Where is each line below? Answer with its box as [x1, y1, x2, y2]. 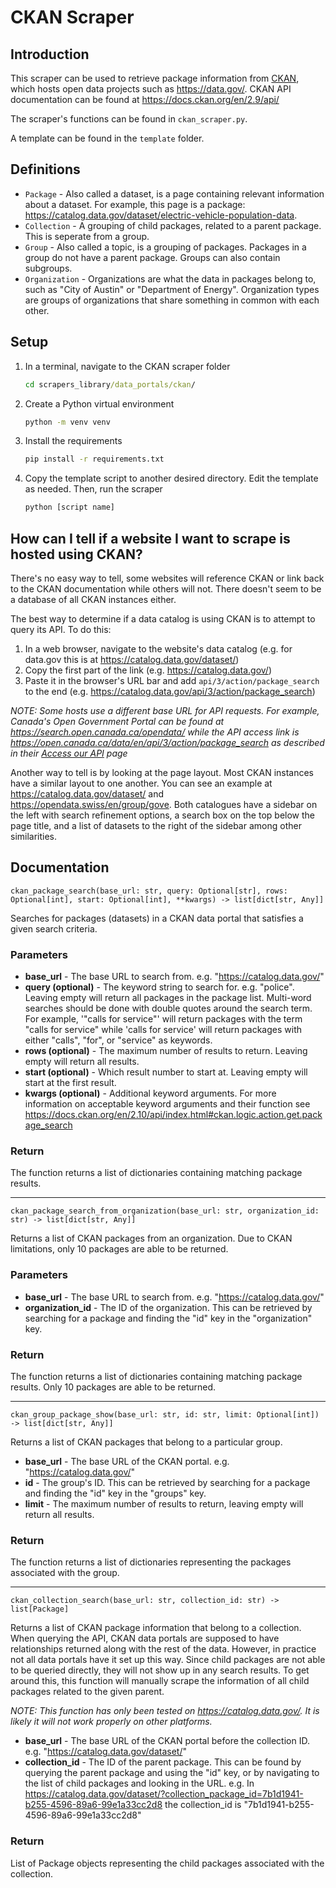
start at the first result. [24, 1077, 117, 1089]
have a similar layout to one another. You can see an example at [10, 777, 273, 789]
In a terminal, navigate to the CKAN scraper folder [24, 360, 231, 372]
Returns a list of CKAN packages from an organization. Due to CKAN [10, 1232, 293, 1245]
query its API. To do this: [10, 623, 112, 635]
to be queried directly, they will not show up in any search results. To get [10, 1664, 310, 1676]
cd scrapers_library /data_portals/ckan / [24, 379, 196, 390]
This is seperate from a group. [24, 230, 150, 242]
